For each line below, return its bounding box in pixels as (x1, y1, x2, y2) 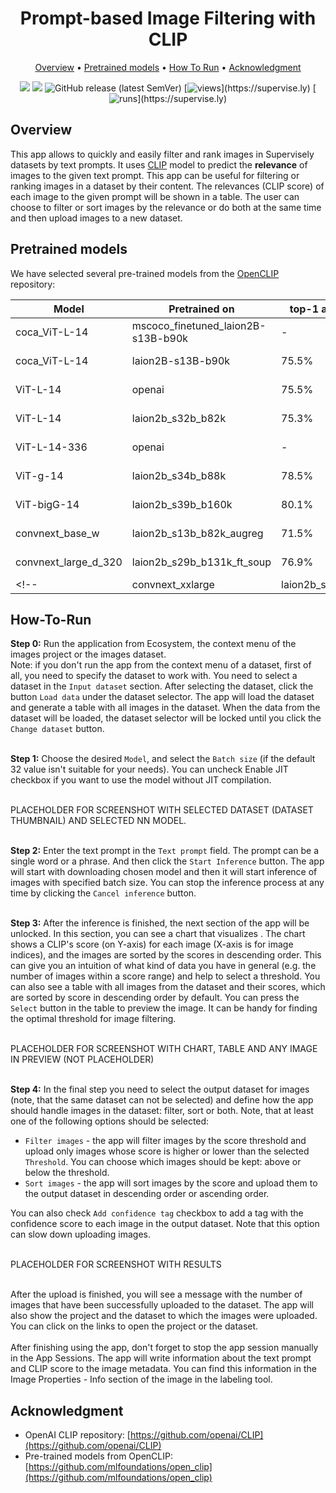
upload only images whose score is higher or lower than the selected (24, 1145, 310, 1157)
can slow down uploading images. (10, 1228, 151, 1241)
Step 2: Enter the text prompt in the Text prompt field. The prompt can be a (10, 845, 320, 857)
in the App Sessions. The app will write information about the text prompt (10, 1352, 312, 1364)
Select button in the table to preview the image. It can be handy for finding (10, 1002, 318, 1014)
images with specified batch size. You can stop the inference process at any (10, 877, 325, 889)
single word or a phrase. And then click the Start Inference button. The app (10, 855, 325, 867)
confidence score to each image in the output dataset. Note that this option (10, 1218, 320, 1230)
